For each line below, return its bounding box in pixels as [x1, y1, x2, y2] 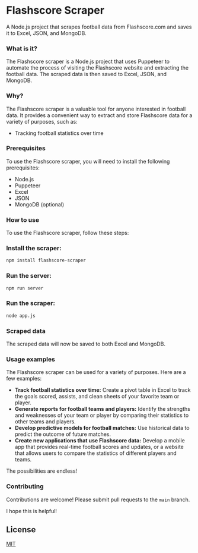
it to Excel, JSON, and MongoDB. [6, 29, 87, 36]
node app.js [6, 313, 36, 319]
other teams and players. [14, 418, 76, 425]
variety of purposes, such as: [6, 118, 78, 125]
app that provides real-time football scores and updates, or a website [14, 444, 184, 451]
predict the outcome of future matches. [14, 431, 111, 438]
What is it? [6, 44, 37, 52]
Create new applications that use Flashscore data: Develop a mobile [14, 437, 186, 444]
